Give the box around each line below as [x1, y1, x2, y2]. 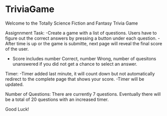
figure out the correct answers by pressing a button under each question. [5, 35, 157, 41]
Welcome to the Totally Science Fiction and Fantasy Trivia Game [5, 20, 138, 26]
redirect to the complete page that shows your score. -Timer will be [5, 76, 144, 82]
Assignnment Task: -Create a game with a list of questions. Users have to [5, 30, 157, 36]
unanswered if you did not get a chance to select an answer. [12, 61, 137, 67]
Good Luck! [5, 106, 29, 112]
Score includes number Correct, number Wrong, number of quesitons [12, 55, 156, 61]
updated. [5, 81, 24, 87]
